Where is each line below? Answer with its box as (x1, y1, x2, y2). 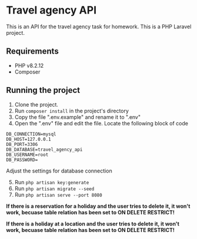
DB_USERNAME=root (6, 151, 49, 158)
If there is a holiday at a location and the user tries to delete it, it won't (6, 220, 179, 227)
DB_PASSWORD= (6, 157, 38, 162)
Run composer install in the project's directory (14, 107, 129, 114)
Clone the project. (14, 101, 59, 108)
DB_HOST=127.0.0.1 (6, 136, 51, 142)
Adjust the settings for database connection (6, 167, 113, 174)
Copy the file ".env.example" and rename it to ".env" (14, 113, 141, 121)
